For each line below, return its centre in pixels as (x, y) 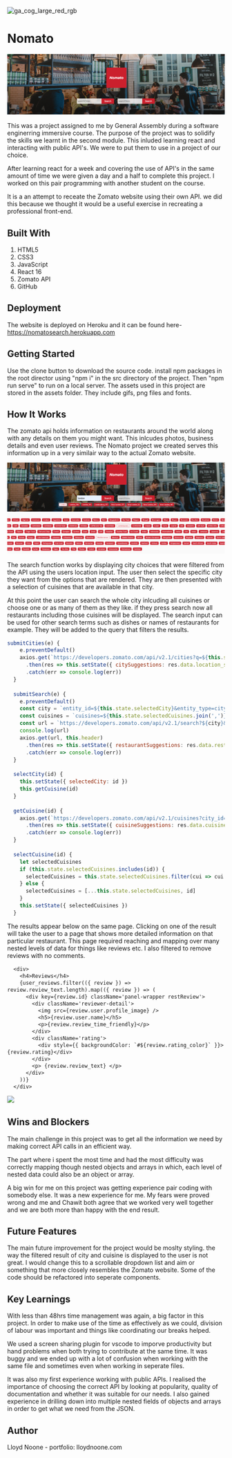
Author (22, 1431)
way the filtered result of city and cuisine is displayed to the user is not (108, 1255)
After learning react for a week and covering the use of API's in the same (111, 169)
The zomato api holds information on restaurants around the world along (110, 431)
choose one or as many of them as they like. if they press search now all (110, 607)
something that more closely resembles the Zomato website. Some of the (111, 1270)
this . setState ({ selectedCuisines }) (74, 906)
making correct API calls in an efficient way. (69, 1146)
